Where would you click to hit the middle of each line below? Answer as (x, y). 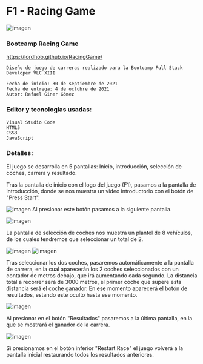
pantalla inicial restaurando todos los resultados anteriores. (80, 354)
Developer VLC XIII (31, 73)
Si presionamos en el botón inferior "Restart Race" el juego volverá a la (95, 348)
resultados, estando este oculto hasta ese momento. (72, 294)
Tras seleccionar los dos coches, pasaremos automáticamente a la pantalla (100, 262)
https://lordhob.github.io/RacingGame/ (55, 57)
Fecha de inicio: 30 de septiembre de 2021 (62, 84)
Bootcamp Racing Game (42, 44)
